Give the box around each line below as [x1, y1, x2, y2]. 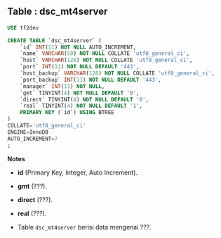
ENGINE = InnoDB [7, 128, 49, 136]
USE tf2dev [7, 24, 39, 31]
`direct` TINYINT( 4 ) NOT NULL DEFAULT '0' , [20, 96, 149, 103]
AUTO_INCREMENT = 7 [7, 135, 58, 142]
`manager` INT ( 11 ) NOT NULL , [20, 82, 105, 90]
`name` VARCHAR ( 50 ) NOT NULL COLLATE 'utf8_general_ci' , [20, 50, 190, 57]
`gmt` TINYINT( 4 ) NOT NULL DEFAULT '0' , [20, 89, 140, 96]
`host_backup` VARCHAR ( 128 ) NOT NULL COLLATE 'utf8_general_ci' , [20, 70, 215, 77]
